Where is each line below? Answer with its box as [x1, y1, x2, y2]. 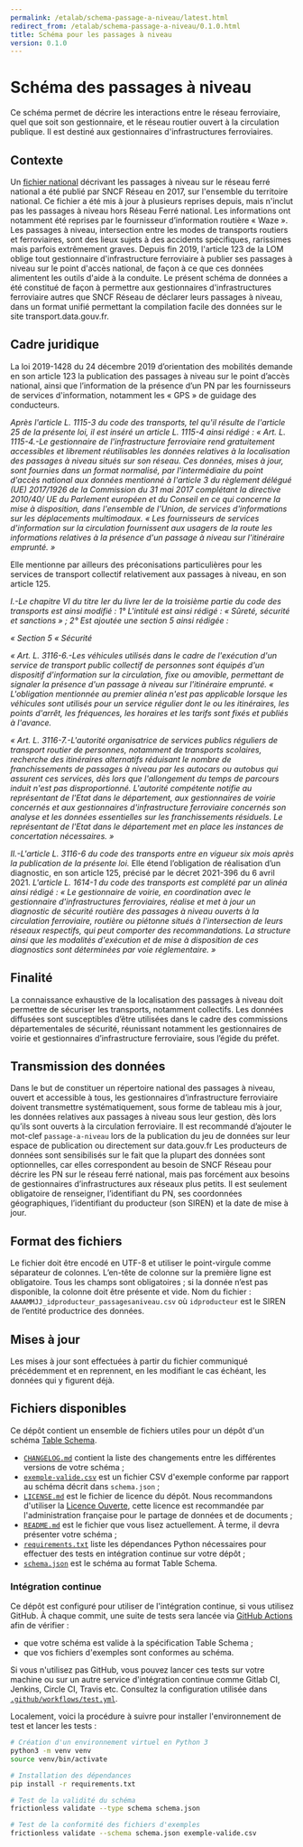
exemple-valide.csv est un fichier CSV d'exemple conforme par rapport [23, 1471, 289, 1482]
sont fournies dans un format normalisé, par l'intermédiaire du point [10, 464, 264, 475]
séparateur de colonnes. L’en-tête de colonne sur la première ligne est [10, 1267, 271, 1278]
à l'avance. [10, 717, 52, 728]
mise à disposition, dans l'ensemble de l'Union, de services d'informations [10, 503, 288, 514]
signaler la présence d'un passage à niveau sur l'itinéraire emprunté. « [10, 678, 274, 689]
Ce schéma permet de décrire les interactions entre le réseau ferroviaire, [10, 107, 280, 118]
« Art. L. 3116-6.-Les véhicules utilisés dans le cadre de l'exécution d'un [10, 649, 278, 660]
